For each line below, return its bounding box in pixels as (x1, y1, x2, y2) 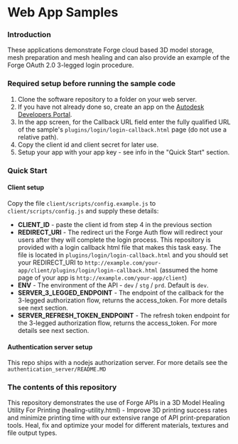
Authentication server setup (7, 342, 93, 351)
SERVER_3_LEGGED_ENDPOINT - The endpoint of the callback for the (17, 288, 225, 297)
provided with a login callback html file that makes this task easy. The (17, 243, 222, 251)
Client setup (7, 183, 45, 192)
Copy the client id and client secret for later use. (17, 140, 159, 149)
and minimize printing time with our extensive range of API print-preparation (7, 413, 231, 422)
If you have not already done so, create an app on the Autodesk (17, 102, 205, 111)
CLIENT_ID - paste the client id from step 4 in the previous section (17, 220, 212, 228)
